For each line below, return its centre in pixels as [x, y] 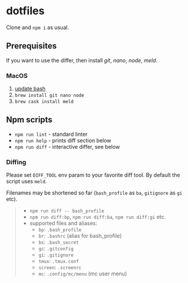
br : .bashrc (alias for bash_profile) [80, 236]
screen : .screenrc [60, 268]
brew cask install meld [44, 102]
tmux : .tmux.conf [58, 261]
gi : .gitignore [56, 255]
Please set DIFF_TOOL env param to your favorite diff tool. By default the [93, 175]
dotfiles [26, 11]
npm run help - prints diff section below [63, 140]
